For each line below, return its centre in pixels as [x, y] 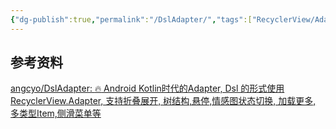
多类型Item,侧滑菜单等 [56, 113]
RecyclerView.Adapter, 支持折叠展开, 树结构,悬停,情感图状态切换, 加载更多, [163, 101]
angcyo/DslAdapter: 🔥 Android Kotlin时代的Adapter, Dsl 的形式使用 [147, 88]
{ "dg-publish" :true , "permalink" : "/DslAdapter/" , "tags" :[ [131, 19]
